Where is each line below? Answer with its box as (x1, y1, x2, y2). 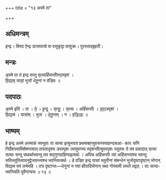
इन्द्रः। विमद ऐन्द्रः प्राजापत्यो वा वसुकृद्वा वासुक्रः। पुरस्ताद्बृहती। (5, 43, 104, 49)
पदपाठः (5, 93, 22, 101)
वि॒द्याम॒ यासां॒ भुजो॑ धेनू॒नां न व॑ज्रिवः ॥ (5, 77, 60, 83)
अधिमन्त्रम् (5, 29, 29, 38)
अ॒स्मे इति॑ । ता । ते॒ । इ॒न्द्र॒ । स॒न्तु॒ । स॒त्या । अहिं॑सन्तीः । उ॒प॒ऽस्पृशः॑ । (5, 106, 119, 112)
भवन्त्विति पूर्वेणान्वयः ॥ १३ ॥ (5, 169, 51, 175)
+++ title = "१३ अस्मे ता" (5, 5, 52, 11)
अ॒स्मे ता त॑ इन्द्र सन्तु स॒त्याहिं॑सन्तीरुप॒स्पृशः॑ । (5, 72, 74, 78)
